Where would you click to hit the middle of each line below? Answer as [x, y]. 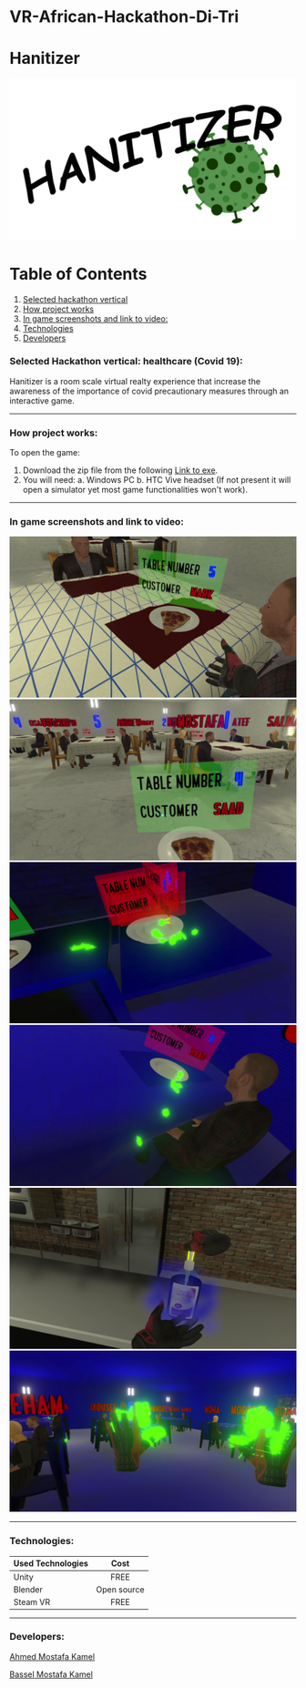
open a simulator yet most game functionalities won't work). [135, 490]
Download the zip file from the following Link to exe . [120, 470]
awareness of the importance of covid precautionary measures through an [149, 391]
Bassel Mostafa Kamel [51, 1674]
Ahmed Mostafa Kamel [52, 1656]
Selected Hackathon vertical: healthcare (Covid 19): [126, 362]
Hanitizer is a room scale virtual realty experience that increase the [135, 381]
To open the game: [45, 453]
